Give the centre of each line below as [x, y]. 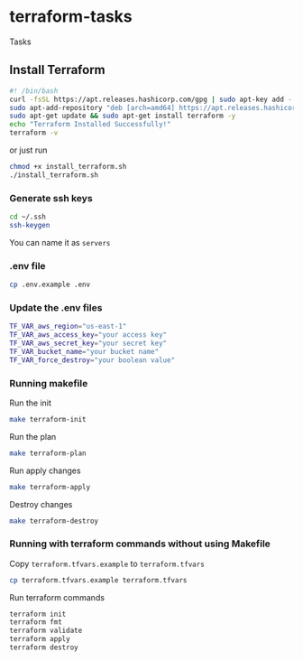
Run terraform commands [57, 597]
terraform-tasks [71, 17]
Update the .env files [56, 307]
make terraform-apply [50, 487]
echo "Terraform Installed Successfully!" [90, 125]
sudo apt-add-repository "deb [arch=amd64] [92, 107]
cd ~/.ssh [28, 217]
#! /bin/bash [34, 91]
